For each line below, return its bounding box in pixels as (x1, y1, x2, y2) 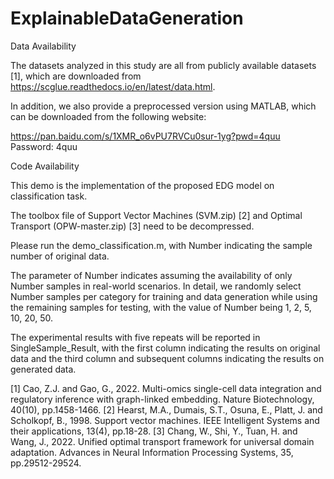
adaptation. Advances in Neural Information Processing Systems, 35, (10, 446, 294, 458)
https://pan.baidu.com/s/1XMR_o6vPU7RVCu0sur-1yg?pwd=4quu (10, 130, 281, 142)
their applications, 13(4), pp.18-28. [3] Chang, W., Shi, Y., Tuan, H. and (10, 425, 298, 437)
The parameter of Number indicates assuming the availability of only (10, 269, 293, 281)
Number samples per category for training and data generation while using (10, 290, 318, 302)
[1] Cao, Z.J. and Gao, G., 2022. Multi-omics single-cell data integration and (10, 382, 322, 394)
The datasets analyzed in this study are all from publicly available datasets (10, 59, 317, 71)
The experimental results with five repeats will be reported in (10, 331, 261, 343)
